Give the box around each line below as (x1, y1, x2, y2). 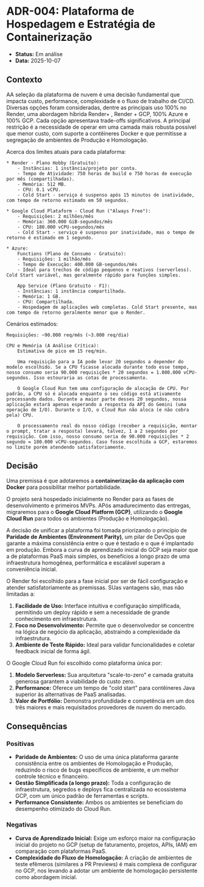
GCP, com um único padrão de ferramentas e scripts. (15, 792, 149, 800)
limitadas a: (6, 590, 35, 598)
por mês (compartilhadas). (6, 176, 75, 182)
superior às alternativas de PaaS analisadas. (15, 690, 127, 698)
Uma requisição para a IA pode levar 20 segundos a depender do (17, 358, 184, 364)
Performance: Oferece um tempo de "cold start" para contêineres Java (15, 684, 195, 691)
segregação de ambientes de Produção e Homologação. (6, 136, 148, 143)
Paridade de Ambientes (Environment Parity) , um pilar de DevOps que (6, 533, 186, 540)
